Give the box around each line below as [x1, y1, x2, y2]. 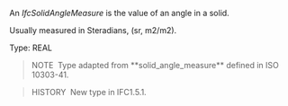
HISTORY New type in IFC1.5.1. [31, 87, 147, 97]
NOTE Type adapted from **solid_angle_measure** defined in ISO [31, 60, 279, 70]
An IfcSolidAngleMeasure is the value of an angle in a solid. [9, 8, 229, 18]
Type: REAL [9, 42, 52, 53]
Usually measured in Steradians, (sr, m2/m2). [9, 25, 177, 35]
